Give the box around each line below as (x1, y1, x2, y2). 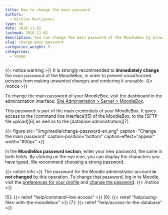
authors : (5, 12, 23, 17)
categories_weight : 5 (5, 44, 50, 49)
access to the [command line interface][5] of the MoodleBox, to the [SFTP (5, 113, 158, 119)
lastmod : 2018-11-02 (5, 30, 48, 35)
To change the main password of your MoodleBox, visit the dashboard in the (5, 93, 162, 99)
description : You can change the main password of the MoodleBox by (5, 35, 151, 40)
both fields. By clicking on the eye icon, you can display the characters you (5, 154, 160, 160)
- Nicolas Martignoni (9, 16, 55, 21)
